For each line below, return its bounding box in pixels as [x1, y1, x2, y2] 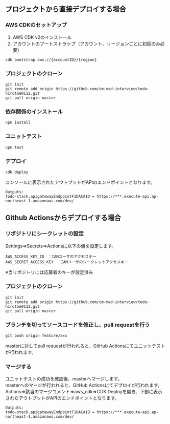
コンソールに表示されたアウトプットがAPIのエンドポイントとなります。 [5, 179, 155, 185]
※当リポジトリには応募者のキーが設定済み [5, 269, 93, 275]
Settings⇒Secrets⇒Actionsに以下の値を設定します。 [5, 243, 116, 249]
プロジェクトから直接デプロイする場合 [5, 5, 126, 14]
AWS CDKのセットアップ [5, 22, 67, 29]
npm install [5, 120, 31, 125]
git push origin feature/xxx [5, 333, 67, 338]
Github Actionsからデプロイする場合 [5, 214, 122, 222]
